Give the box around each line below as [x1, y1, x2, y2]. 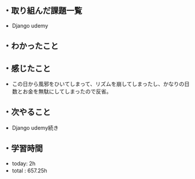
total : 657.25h [11, 167, 47, 174]
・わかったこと [3, 41, 59, 51]
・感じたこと [3, 63, 51, 73]
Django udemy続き [11, 124, 59, 131]
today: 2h [11, 160, 36, 167]
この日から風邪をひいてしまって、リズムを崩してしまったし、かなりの [11, 80, 185, 88]
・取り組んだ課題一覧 [3, 5, 82, 16]
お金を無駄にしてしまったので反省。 [22, 88, 112, 95]
